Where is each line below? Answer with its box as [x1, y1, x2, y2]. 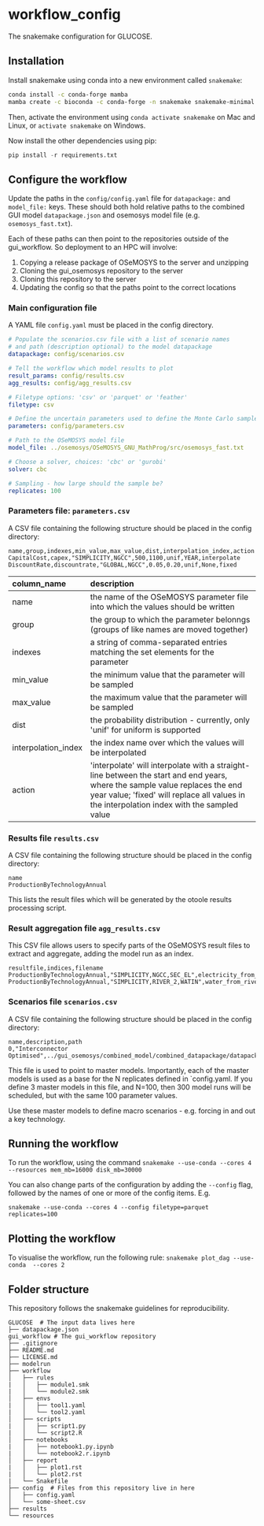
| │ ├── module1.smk [8, 1381, 90, 1389]
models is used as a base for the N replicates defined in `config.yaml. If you [8, 1074, 253, 1083]
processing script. [8, 904, 67, 913]
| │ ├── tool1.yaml [8, 1402, 86, 1409]
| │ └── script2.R [8, 1429, 82, 1437]
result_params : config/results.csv [8, 372, 125, 380]
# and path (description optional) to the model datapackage [8, 343, 213, 351]
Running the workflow [8, 1137, 119, 1151]
